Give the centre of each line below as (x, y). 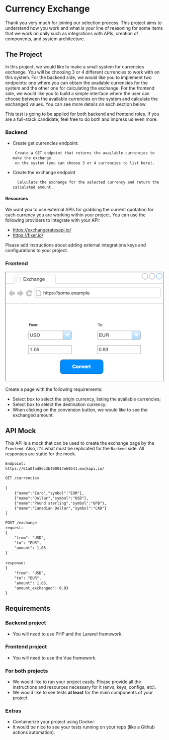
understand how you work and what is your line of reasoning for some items (84, 28)
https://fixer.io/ (28, 235)
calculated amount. (33, 187)
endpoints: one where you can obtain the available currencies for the (77, 83)
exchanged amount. (33, 415)
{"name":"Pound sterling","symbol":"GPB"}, (61, 503)
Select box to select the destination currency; (60, 404)
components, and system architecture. (45, 39)
